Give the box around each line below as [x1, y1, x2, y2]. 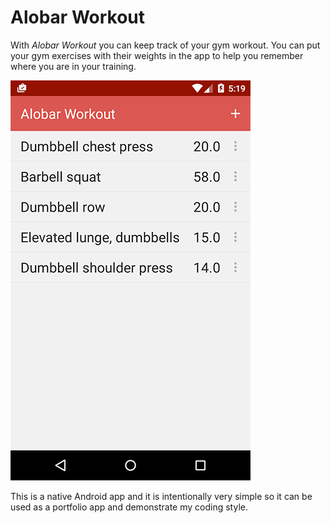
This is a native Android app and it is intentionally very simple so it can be [10, 490, 313, 502]
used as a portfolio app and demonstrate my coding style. [10, 501, 248, 513]
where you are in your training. [10, 60, 137, 72]
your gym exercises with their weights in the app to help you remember [10, 49, 304, 61]
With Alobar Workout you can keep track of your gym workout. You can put [10, 39, 321, 51]
